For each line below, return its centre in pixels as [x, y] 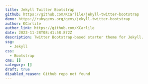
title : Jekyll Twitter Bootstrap [40, 10]
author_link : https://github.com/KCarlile [50, 28]
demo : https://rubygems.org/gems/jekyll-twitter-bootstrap [68, 19]
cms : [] [13, 60]
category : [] [19, 65]
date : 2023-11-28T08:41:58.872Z [39, 33]
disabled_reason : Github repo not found [48, 74]
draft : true [17, 70]
